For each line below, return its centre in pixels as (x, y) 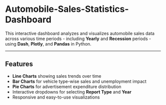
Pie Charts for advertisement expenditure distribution (67, 86)
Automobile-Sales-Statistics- (67, 9)
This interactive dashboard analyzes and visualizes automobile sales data (80, 33)
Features (19, 64)
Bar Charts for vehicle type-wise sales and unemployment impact (79, 81)
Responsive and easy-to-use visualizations (56, 97)
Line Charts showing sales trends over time (57, 76)
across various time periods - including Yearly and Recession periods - (78, 39)
